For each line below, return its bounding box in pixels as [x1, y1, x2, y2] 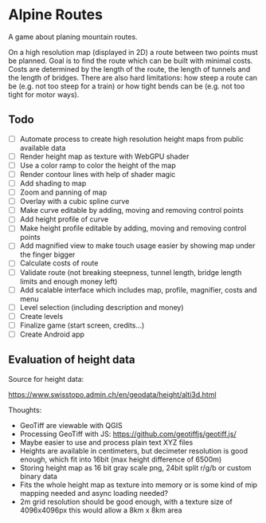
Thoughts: [8, 405, 42, 415]
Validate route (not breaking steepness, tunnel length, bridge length [19, 267, 242, 277]
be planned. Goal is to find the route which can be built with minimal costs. [8, 56, 253, 65]
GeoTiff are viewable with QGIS [19, 420, 123, 430]
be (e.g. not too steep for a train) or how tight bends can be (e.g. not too [8, 81, 245, 91]
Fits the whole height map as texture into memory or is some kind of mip [19, 480, 257, 490]
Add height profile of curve [19, 214, 109, 224]
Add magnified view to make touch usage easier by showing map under [19, 241, 256, 250]
